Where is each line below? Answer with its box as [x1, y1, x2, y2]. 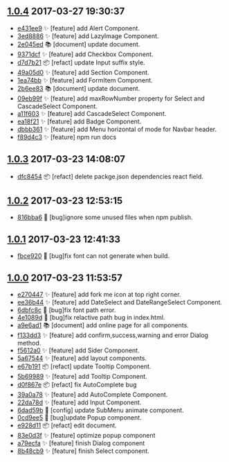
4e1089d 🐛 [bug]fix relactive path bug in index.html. [17, 314, 165, 322]
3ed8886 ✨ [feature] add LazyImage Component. [17, 31, 159, 40]
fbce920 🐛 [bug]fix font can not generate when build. [17, 252, 170, 260]
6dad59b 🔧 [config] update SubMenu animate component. [17, 406, 185, 415]
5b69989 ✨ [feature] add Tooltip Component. [17, 373, 147, 381]
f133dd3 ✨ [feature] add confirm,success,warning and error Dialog [17, 331, 209, 339]
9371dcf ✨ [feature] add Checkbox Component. [17, 50, 154, 58]
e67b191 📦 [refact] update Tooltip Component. [17, 362, 152, 370]
